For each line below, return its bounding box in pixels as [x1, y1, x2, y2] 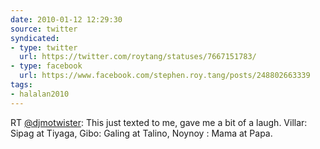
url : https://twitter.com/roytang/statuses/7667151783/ [19, 52, 257, 62]
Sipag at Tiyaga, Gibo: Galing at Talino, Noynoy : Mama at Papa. [10, 127, 273, 139]
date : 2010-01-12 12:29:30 [10, 14, 123, 25]
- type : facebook [10, 61, 83, 71]
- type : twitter [10, 42, 78, 53]
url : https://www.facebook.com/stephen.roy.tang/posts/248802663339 [19, 71, 311, 81]
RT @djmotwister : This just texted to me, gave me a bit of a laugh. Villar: [10, 116, 308, 128]
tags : [10, 80, 33, 90]
